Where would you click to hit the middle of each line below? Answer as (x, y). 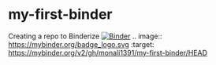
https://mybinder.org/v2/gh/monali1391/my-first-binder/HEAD (108, 52)
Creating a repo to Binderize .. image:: (85, 36)
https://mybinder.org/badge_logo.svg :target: (81, 44)
